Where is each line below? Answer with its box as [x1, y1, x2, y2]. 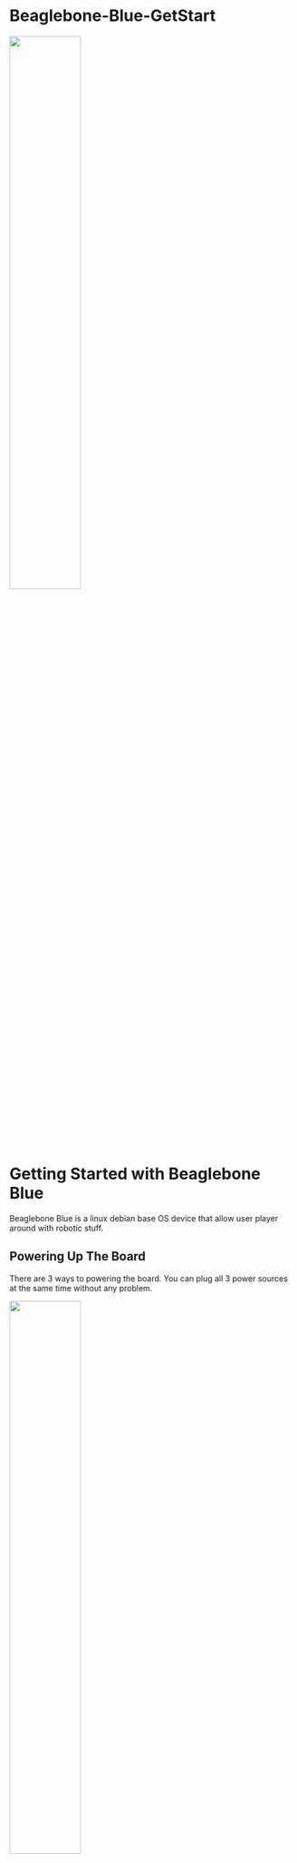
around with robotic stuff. [9, 1222, 104, 1233]
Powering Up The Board [9, 1249, 147, 1264]
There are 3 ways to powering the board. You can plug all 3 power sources [9, 1272, 288, 1284]
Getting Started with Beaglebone [9, 1163, 261, 1184]
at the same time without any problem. [9, 1282, 153, 1293]
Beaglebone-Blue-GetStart [9, 5, 216, 26]
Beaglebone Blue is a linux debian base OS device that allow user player [9, 1212, 279, 1223]
